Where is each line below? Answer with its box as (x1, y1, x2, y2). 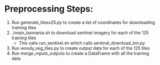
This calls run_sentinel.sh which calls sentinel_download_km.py (18, 40, 145, 46)
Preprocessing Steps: (4, 3, 93, 15)
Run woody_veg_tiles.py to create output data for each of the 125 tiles (11, 45, 150, 51)
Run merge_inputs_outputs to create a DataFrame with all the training (11, 50, 149, 56)
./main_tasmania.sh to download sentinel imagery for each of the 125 (11, 30, 149, 35)
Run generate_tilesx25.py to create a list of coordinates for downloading (11, 19, 155, 25)
